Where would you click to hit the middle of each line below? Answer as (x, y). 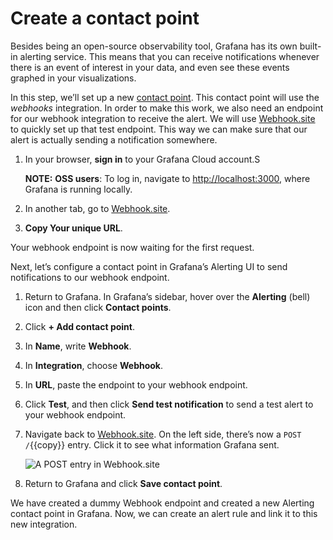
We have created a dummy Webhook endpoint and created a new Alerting (162, 503)
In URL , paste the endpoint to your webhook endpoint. (136, 384)
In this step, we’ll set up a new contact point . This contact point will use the (165, 97)
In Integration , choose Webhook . (94, 365)
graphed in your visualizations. (73, 78)
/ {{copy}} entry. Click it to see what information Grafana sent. (152, 444)
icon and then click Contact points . (98, 307)
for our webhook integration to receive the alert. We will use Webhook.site (163, 118)
